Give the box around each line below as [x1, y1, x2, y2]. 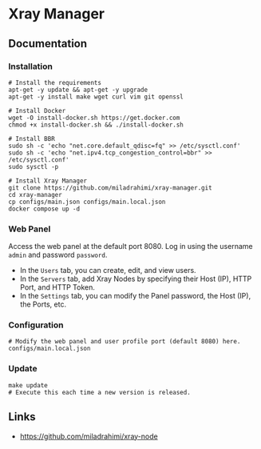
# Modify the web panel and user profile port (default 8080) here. [8, 338, 241, 346]
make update [8, 381, 48, 389]
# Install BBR [8, 134, 56, 142]
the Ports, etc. [19, 299, 66, 309]
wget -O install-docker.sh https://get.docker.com [8, 114, 180, 122]
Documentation [8, 37, 88, 50]
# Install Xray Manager [8, 177, 88, 185]
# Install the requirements [8, 78, 102, 86]
